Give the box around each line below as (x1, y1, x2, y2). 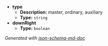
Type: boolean (19, 25, 50, 31)
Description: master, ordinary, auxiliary (19, 9, 103, 15)
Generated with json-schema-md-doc (5, 35, 85, 41)
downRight (12, 20, 36, 26)
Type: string (19, 15, 48, 20)
